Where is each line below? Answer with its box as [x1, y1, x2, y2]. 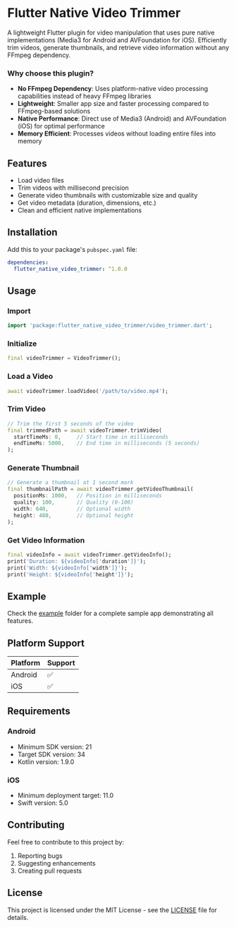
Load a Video [7, 372, 54, 382]
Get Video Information [7, 535, 85, 545]
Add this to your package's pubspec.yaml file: [7, 245, 137, 253]
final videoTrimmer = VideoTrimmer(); [7, 355, 121, 362]
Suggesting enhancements [17, 859, 97, 867]
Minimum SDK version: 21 [17, 742, 92, 751]
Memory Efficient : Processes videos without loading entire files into [17, 129, 216, 138]
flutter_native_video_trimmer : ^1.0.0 [13, 265, 128, 272]
